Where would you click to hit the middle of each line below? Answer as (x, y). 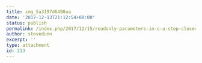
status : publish (26, 23)
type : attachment (28, 46)
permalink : (20, 28)
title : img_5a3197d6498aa (38, 12)
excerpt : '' (21, 40)
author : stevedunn (29, 34)
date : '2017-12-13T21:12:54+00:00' (51, 17)
